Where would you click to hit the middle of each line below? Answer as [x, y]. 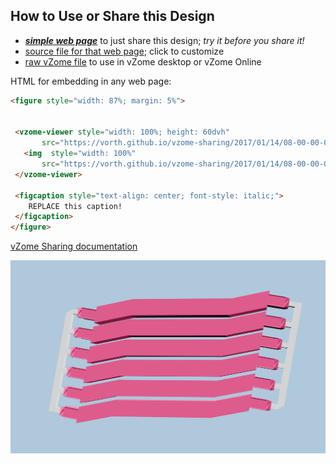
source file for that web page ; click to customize [124, 51]
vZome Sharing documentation [74, 246]
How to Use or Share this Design [112, 16]
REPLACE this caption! [75, 206]
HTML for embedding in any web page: [91, 81]
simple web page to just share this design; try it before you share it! [164, 40]
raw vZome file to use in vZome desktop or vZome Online [143, 61]
